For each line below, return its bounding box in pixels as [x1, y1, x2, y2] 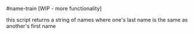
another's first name [6, 23, 56, 29]
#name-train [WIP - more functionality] [6, 5, 102, 12]
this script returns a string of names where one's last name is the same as [6, 16, 188, 23]
